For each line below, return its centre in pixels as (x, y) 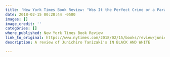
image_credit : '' (24, 24)
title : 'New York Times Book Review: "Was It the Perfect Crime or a (80, 10)
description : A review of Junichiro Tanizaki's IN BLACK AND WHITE (78, 42)
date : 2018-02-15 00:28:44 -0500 (40, 14)
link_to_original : (25, 38)
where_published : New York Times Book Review (54, 33)
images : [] (17, 19)
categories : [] (21, 28)
